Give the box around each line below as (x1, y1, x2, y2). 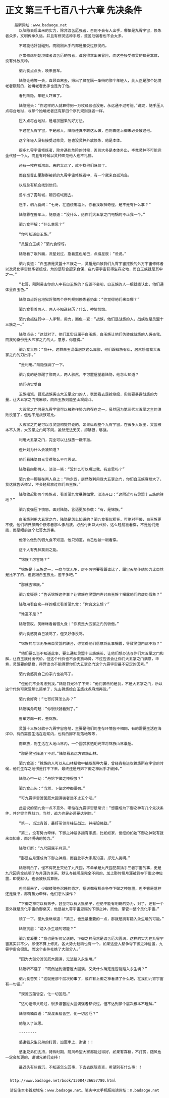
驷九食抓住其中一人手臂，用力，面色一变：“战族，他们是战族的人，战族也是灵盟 (18, 316, 160, 322)
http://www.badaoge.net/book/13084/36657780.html (10, 1078, 116, 1083)
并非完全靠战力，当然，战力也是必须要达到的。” (12, 811, 96, 816)
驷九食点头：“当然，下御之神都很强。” (18, 786, 86, 791)
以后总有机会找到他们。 (18, 182, 61, 188)
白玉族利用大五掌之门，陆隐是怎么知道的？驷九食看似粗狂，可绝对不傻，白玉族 (18, 517, 158, 522)
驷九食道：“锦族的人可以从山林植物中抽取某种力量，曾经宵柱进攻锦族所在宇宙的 (18, 761, 160, 766)
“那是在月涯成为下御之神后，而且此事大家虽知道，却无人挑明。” (18, 855, 131, 861)
